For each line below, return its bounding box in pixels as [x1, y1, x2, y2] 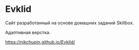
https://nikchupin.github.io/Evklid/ [5, 39, 75, 45]
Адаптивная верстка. [5, 29, 51, 35]
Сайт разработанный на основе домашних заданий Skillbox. [5, 20, 134, 26]
